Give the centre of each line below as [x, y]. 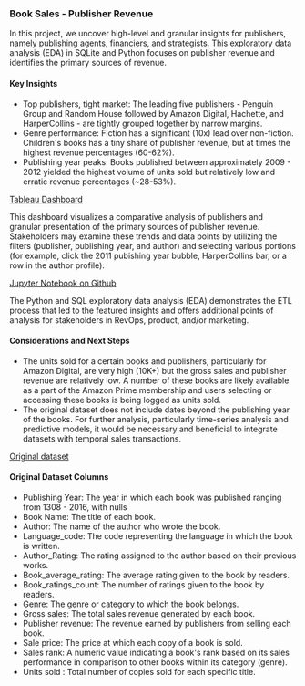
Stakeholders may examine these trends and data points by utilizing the [143, 236]
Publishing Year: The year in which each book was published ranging [152, 497]
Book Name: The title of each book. [89, 516]
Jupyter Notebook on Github [63, 283]
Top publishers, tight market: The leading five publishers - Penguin [148, 104]
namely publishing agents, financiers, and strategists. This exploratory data [151, 43]
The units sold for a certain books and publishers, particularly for [144, 361]
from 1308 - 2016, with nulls [75, 507]
